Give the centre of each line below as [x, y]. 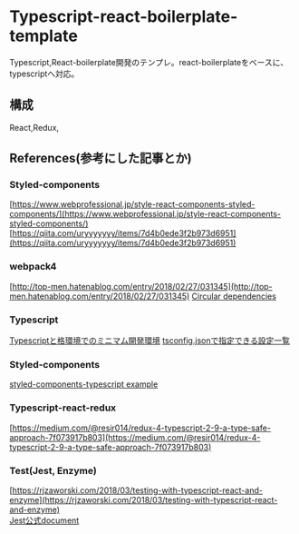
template [44, 36]
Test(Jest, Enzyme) [53, 470]
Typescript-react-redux [63, 408]
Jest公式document [44, 520]
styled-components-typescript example [84, 384]
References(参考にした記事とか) [101, 158]
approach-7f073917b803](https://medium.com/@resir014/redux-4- [135, 437]
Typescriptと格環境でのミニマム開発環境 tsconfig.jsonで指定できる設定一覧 [149, 341]
